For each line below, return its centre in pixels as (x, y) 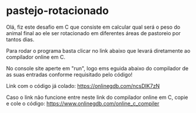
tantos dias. (20, 39)
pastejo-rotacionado (57, 11)
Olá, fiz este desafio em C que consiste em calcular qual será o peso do (93, 27)
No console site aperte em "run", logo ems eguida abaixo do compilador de (97, 68)
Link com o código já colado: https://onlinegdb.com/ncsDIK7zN (83, 85)
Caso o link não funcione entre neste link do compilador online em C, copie (97, 97)
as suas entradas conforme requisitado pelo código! (69, 74)
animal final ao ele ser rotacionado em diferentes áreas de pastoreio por (94, 33)
